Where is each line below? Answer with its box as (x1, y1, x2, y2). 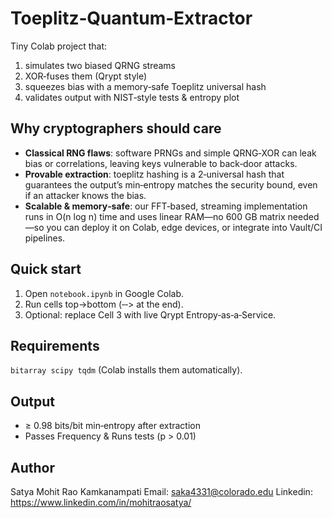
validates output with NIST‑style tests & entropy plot (24, 91, 240, 103)
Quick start (10, 261, 82, 278)
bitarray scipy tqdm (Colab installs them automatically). (10, 364, 243, 376)
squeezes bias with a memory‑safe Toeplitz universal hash (24, 80, 267, 92)
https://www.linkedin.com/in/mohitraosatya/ (10, 497, 192, 508)
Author (10, 459, 55, 476)
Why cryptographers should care (10, 120, 222, 137)
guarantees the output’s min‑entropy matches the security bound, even (24, 178, 318, 191)
